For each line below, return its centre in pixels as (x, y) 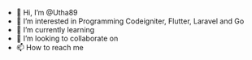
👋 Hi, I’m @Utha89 (47, 13)
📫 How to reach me (50, 47)
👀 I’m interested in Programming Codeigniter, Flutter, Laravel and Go (130, 21)
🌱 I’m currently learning (55, 30)
